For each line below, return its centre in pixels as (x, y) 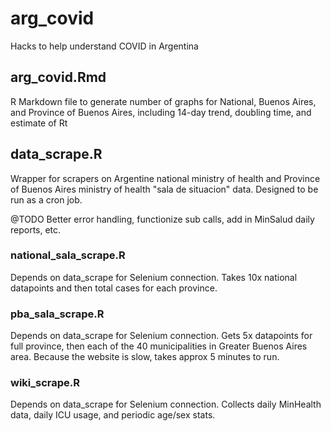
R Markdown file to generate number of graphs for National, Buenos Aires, (163, 101)
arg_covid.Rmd (58, 77)
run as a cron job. (46, 199)
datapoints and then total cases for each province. (114, 288)
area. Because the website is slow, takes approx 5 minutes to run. (145, 357)
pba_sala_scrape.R (57, 314)
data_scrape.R (56, 154)
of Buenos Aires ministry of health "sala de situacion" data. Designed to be (164, 189)
